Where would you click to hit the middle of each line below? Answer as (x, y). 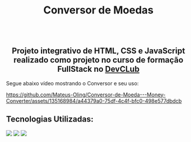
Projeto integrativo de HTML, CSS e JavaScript (98, 51)
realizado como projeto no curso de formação (98, 60)
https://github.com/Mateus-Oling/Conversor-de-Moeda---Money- (86, 95)
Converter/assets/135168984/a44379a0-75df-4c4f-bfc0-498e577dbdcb (94, 101)
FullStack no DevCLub (98, 69)
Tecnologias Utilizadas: (50, 120)
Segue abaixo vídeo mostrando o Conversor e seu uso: (72, 83)
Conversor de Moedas (98, 10)
